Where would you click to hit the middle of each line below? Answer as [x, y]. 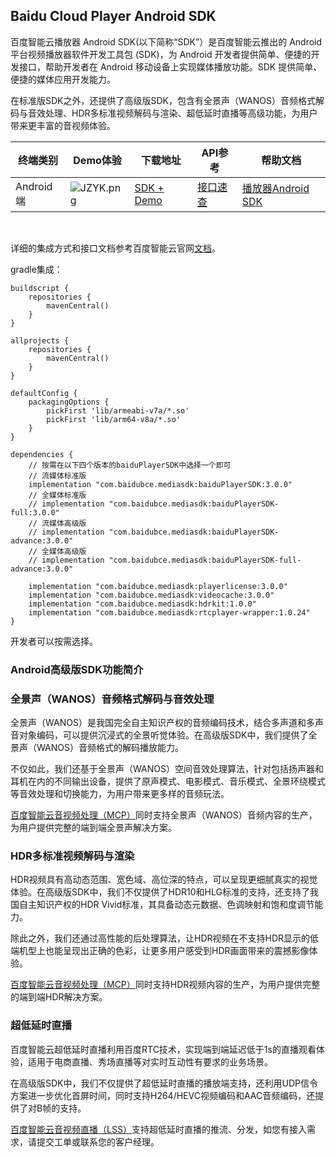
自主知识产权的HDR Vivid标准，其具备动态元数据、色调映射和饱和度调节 [166, 905]
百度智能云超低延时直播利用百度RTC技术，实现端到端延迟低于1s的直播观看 [163, 1049]
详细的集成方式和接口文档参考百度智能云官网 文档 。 [115, 248]
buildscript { [40, 288]
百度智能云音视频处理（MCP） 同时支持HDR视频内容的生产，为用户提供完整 [165, 985]
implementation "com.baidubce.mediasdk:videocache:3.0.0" [151, 595]
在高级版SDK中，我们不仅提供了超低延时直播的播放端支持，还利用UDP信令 [164, 1083]
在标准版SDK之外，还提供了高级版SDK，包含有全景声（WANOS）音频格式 [163, 100]
